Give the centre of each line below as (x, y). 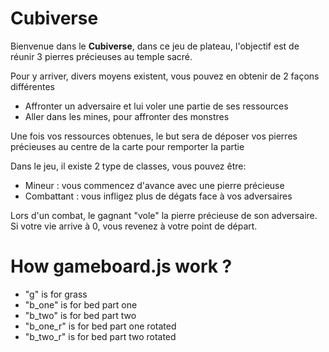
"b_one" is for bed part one (81, 304)
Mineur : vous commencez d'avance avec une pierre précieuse (154, 185)
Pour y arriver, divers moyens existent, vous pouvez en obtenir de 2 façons (165, 76)
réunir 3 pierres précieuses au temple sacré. (101, 56)
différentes (32, 86)
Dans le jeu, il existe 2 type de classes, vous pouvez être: (128, 166)
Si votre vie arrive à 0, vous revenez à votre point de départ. (134, 226)
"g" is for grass (56, 294)
